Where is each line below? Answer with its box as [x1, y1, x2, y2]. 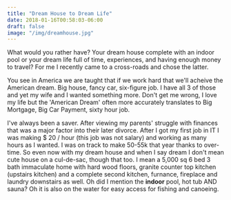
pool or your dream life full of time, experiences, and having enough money [7, 56, 221, 64]
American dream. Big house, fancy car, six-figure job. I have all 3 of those [7, 83, 216, 92]
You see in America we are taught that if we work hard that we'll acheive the [7, 77, 223, 85]
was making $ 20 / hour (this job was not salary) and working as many [7, 134, 207, 142]
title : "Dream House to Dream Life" [7, 10, 112, 17]
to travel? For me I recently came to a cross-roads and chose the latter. [7, 63, 209, 71]
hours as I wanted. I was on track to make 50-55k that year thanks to [7, 141, 203, 149]
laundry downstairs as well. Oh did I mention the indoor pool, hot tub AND [7, 177, 217, 186]
